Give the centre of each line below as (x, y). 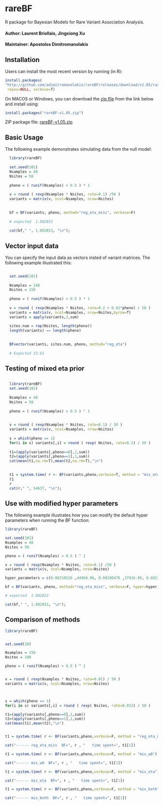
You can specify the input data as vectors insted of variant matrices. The (78, 257)
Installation (22, 60)
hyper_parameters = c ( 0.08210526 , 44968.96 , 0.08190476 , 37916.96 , (75, 578)
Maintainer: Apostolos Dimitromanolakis (47, 44)
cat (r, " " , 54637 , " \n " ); (36, 488)
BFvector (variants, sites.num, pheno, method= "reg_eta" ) (68, 344)
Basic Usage (24, 137)
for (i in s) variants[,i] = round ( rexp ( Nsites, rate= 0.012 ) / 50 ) (78, 706)
